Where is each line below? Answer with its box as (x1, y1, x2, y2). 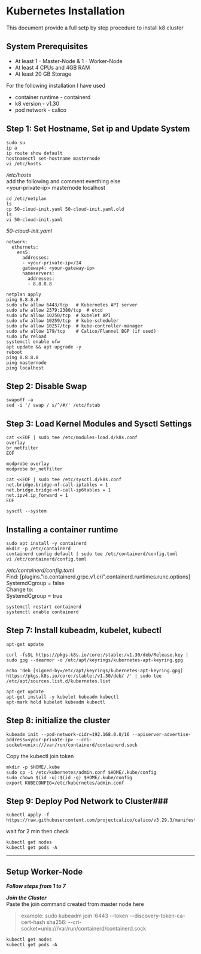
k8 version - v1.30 (14, 100, 60, 107)
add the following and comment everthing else (6, 177, 121, 184)
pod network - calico (14, 106, 67, 114)
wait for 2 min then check (6, 828, 69, 835)
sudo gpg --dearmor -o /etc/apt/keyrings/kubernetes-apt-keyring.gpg (6, 657, 184, 663)
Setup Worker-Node (6, 866, 83, 877)
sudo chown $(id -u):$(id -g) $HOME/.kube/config (6, 774, 133, 780)
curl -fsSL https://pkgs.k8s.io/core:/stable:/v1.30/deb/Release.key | (6, 652, 188, 658)
